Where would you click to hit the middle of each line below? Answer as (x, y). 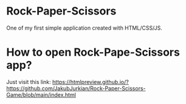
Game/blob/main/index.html (41, 94)
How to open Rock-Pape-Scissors (93, 52)
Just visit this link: (29, 82)
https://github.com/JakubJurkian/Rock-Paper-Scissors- (76, 88)
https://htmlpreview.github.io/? (91, 82)
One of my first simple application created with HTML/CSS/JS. (84, 28)
